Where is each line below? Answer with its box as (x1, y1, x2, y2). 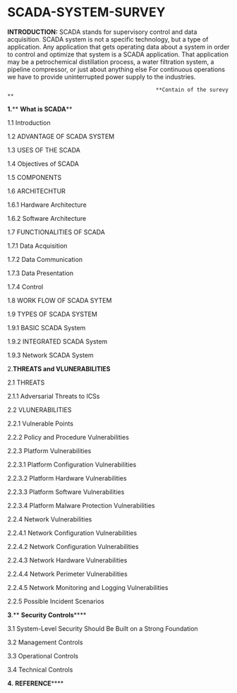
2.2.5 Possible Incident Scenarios (7, 597, 104, 605)
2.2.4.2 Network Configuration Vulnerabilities (7, 542, 139, 550)
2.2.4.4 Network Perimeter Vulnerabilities (7, 570, 128, 578)
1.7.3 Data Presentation (7, 269, 74, 277)
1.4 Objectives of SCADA (7, 159, 79, 168)
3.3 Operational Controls (7, 651, 79, 660)
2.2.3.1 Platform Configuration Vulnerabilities (7, 460, 137, 469)
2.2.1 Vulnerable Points (7, 419, 74, 428)
